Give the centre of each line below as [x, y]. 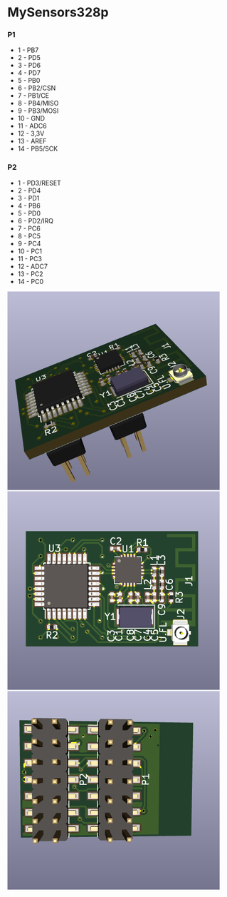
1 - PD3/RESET [39, 183]
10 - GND [31, 118]
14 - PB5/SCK [38, 149]
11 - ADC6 [32, 126]
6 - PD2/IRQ [35, 221]
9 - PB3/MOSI [38, 111]
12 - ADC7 [33, 266]
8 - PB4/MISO [38, 103]
